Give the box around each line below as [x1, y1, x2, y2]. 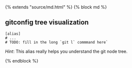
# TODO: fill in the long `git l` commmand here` [5, 40, 109, 45]
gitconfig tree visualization [5, 18, 89, 26]
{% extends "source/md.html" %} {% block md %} [5, 4, 107, 10]
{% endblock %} [5, 58, 39, 64]
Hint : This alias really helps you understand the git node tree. [5, 48, 128, 54]
